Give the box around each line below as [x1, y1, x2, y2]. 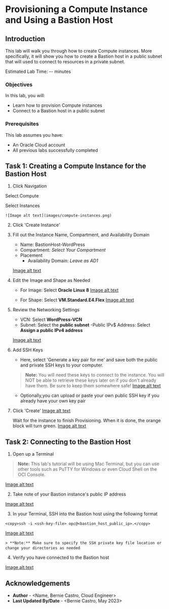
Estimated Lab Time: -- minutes [5, 68, 71, 74]
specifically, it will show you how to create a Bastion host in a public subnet [5, 53, 162, 59]
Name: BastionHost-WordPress [20, 241, 85, 248]
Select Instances [5, 202, 40, 209]
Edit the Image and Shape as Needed [12, 277, 91, 283]
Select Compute [5, 193, 39, 199]
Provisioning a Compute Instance [5, 4, 148, 15]
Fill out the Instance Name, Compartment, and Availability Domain [12, 232, 150, 238]
